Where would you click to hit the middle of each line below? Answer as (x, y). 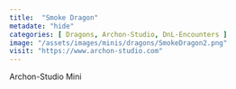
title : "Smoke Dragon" (54, 18)
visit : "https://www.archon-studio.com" (86, 51)
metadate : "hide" (42, 26)
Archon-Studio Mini (45, 76)
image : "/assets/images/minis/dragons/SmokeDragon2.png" (118, 43)
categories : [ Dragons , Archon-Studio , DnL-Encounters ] (118, 34)
